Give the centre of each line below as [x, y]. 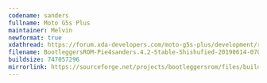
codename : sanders [39, 15]
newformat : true [35, 38]
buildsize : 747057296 [44, 60]
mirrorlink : [28, 67]
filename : [25, 52]
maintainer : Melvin [41, 30]
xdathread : [26, 45]
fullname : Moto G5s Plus [49, 23]
